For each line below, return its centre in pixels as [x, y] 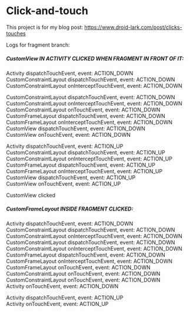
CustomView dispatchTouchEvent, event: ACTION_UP [71, 177]
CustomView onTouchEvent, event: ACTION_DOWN [69, 134]
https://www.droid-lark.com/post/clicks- [133, 27]
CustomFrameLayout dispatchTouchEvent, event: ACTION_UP [81, 165]
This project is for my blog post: [45, 27]
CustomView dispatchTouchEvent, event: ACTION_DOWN [76, 129]
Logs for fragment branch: [38, 45]
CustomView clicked [31, 195]
